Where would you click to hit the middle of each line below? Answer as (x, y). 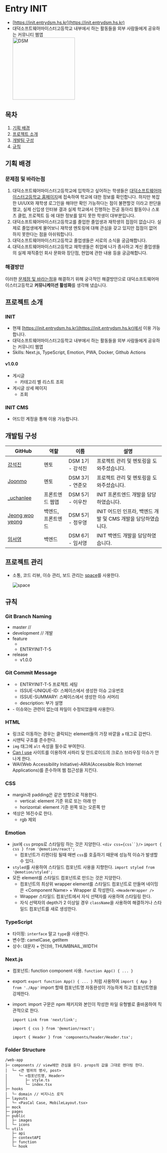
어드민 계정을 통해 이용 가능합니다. (45, 419)
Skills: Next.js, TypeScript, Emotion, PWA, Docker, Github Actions (79, 352)
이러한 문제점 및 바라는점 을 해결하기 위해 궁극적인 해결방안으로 (66, 279)
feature (20, 639)
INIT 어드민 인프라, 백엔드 (125, 511)
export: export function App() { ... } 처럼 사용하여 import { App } (82, 981)
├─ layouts (16, 1099)
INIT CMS (17, 407)
